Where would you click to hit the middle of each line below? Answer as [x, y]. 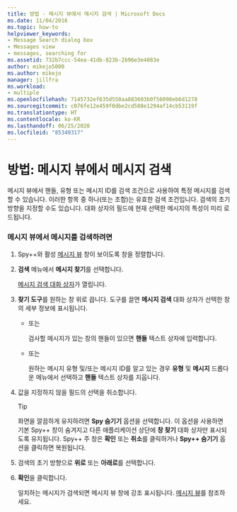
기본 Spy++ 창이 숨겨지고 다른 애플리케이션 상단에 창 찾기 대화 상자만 [113, 430]
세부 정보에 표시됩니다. [57, 308]
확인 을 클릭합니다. [42, 477]
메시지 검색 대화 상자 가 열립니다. [62, 284]
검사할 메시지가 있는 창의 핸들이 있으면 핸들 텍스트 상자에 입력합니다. [122, 338]
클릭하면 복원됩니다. [58, 448]
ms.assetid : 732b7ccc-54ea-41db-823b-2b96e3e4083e [83, 60]
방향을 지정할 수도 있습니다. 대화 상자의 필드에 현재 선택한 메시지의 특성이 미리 [115, 208]
